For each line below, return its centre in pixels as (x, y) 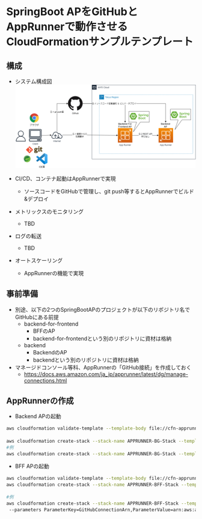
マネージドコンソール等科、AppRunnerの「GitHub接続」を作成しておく (103, 367)
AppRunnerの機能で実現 (54, 273)
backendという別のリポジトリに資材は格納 (86, 360)
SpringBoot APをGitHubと (72, 12)
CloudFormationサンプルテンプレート (100, 42)
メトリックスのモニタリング (49, 211)
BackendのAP (50, 352)
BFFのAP (44, 331)
